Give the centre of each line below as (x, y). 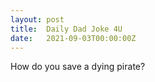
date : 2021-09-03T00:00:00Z (73, 38)
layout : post (37, 19)
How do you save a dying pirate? (78, 67)
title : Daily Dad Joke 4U (66, 29)
